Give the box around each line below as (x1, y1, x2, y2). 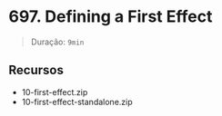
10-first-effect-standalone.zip (21, 96, 133, 107)
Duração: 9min (30, 36, 85, 47)
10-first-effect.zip (21, 86, 88, 97)
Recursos (8, 63, 65, 78)
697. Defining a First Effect (8, 6, 213, 27)
